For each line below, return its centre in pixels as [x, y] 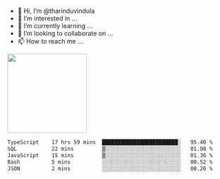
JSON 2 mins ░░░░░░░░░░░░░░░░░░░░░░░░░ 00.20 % [110, 168]
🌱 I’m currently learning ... [55, 26]
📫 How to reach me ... [50, 41]
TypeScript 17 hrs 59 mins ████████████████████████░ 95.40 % [110, 142]
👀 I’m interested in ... [47, 18]
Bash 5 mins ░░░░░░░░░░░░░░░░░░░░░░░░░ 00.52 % [110, 162]
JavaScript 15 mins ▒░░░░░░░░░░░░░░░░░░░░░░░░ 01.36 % [110, 155]
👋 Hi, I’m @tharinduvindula [56, 11]
